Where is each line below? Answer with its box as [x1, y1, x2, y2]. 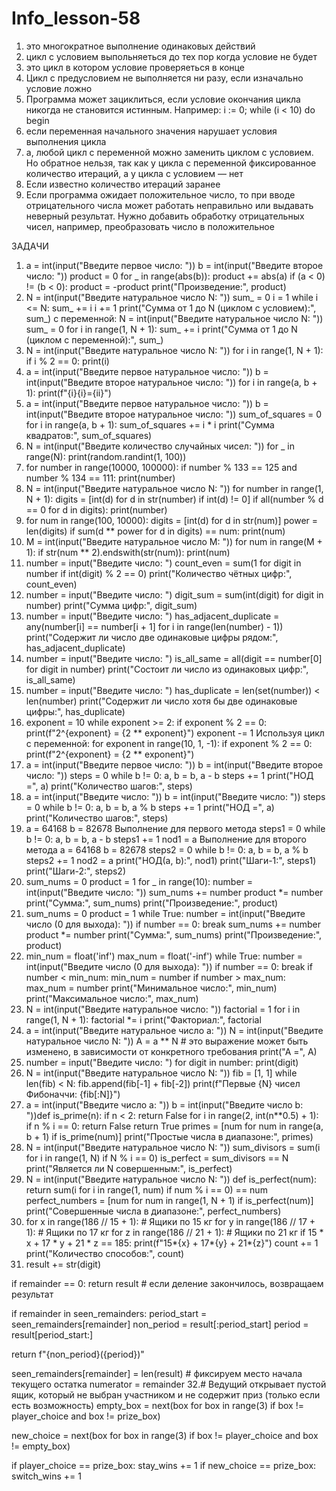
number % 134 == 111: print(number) [25, 472, 176, 484]
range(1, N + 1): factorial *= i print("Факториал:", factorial [25, 1013, 262, 1026]
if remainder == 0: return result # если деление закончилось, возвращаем [11, 1277, 324, 1289]
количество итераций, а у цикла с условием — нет [25, 167, 244, 179]
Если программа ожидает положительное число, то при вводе [25, 188, 296, 201]
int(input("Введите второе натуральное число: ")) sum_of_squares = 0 [25, 408, 323, 420]
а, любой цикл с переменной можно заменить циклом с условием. [25, 146, 314, 158]
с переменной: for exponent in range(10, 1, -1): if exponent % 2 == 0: [25, 737, 313, 749]
